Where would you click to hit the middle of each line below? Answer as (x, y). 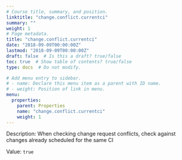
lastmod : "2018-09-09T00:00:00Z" (48, 51)
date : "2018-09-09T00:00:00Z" (44, 45)
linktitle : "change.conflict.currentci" (57, 17)
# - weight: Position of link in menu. (56, 89)
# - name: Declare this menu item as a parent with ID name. (84, 84)
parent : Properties (41, 106)
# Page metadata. (28, 34)
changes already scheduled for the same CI (60, 140)
